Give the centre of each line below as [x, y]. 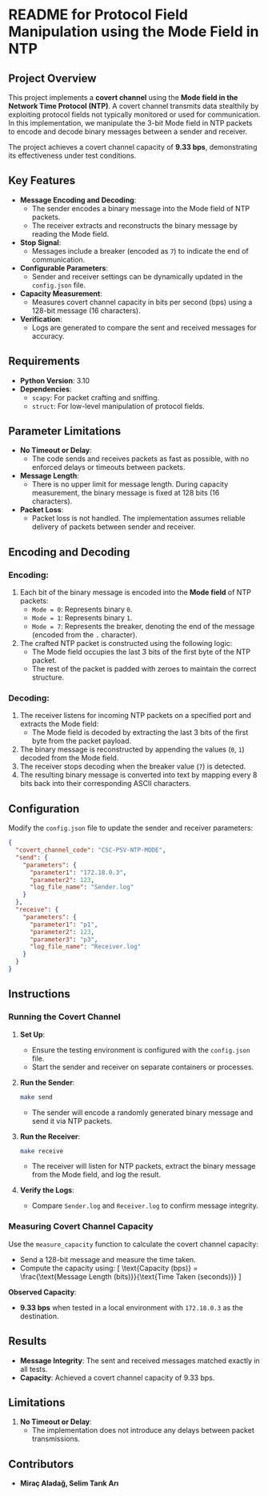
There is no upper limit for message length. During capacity [130, 484]
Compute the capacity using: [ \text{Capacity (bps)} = [109, 1268]
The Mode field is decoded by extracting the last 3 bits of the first [140, 732]
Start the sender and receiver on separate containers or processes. [143, 1067]
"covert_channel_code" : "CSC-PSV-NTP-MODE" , [91, 850]
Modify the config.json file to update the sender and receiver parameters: [131, 828]
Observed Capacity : [42, 1292]
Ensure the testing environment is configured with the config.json [141, 1049]
